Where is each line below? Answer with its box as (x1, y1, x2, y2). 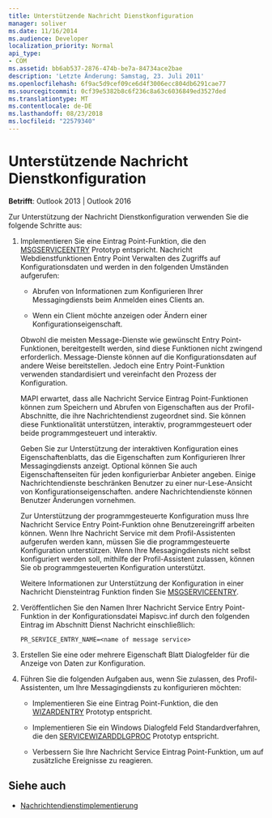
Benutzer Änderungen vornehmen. (19, 495, 136, 505)
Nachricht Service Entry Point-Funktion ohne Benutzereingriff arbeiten (19, 519, 255, 529)
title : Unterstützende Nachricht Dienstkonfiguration (8, 11, 194, 20)
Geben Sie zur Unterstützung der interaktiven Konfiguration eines (19, 443, 239, 454)
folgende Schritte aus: (8, 220, 83, 230)
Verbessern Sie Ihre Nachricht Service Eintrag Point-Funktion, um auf (32, 747, 264, 756)
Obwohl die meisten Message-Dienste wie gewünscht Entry (19, 334, 220, 344)
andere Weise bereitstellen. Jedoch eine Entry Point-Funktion (19, 360, 225, 370)
